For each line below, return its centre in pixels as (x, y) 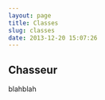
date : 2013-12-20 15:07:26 (53, 38)
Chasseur (33, 69)
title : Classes (33, 23)
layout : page (30, 15)
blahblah (23, 89)
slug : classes (32, 30)
